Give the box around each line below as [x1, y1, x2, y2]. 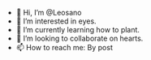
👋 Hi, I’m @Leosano [15, 8, 82, 17]
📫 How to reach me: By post [15, 43, 114, 52]
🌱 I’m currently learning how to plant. [15, 25, 140, 34]
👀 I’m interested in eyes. [15, 16, 97, 26]
